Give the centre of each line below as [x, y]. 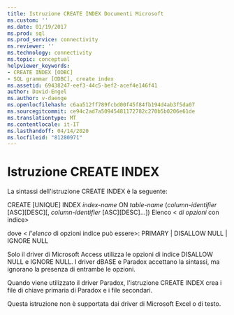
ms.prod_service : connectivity [53, 40]
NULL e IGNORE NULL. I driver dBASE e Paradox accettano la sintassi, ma [114, 262]
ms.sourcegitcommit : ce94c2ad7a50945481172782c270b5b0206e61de [101, 111]
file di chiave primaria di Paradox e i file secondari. [80, 290]
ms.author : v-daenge [37, 99]
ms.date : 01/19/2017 [37, 27]
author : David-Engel [37, 92]
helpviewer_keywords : [39, 66]
